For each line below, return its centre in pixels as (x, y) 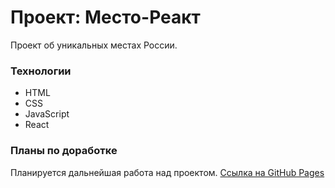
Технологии (41, 71)
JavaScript (47, 114)
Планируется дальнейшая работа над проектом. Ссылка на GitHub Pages (167, 172)
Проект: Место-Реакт (105, 17)
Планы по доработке (64, 151)
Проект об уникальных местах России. (94, 45)
